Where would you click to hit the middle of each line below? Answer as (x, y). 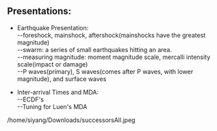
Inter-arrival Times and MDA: (58, 92)
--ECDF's (30, 99)
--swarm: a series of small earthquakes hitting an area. (94, 49)
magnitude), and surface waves (62, 79)
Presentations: (39, 11)
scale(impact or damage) (52, 64)
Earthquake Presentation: (53, 27)
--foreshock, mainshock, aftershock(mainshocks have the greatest (111, 35)
